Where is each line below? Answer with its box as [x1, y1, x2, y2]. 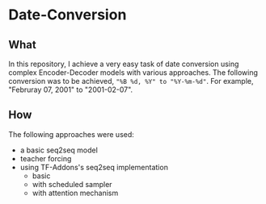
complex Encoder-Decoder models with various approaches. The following [8, 68, 259, 77]
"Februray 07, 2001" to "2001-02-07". [8, 85, 133, 94]
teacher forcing [19, 153, 72, 163]
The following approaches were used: [8, 129, 135, 139]
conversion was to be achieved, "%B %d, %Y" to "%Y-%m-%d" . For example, [8, 77, 254, 85]
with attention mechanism [32, 188, 119, 198]
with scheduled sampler [32, 179, 112, 189]
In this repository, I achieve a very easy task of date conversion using [8, 59, 239, 69]
